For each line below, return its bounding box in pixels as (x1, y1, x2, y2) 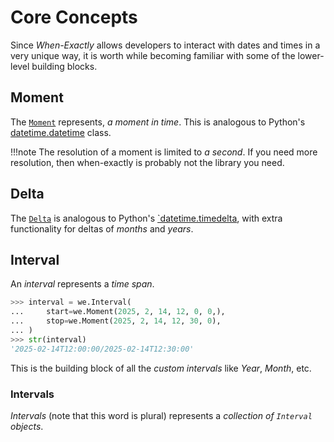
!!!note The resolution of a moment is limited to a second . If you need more (10, 146, 318, 158)
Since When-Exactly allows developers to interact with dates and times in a (10, 39, 321, 51)
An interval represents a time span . (10, 278, 155, 290)
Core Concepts (10, 6, 138, 29)
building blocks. (31, 60, 98, 72)
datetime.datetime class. (10, 126, 112, 138)
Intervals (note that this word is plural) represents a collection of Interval (10, 409, 313, 421)
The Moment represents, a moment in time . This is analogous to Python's (10, 116, 306, 128)
